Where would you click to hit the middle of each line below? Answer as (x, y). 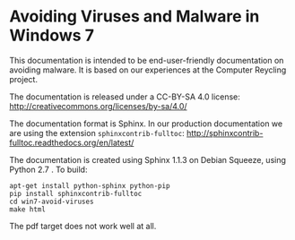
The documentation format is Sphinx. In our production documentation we (146, 124)
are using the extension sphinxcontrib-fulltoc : (97, 133)
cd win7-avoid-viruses (52, 201)
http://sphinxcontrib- (225, 133)
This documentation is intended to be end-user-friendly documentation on (147, 60)
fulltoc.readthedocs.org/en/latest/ (72, 142)
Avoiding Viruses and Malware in (134, 17)
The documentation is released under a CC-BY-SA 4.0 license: (125, 97)
